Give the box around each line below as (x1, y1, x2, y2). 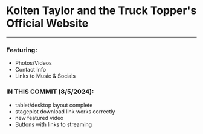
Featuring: (6, 45, 37, 54)
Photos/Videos (14, 59, 53, 67)
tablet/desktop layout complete (14, 101, 93, 109)
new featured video (14, 114, 64, 121)
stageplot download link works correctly (14, 107, 115, 115)
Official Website (6, 16, 89, 30)
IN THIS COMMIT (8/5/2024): (6, 87, 94, 96)
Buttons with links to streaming (14, 121, 92, 128)
